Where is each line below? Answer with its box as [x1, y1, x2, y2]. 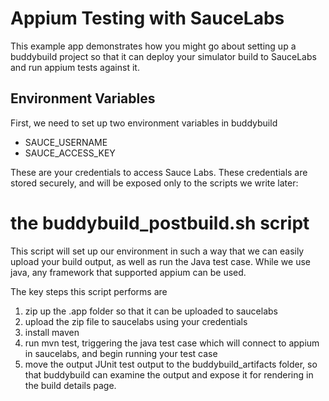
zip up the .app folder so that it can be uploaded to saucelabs [24, 305, 278, 317]
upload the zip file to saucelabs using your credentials [24, 315, 248, 327]
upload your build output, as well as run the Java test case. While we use [10, 255, 311, 267]
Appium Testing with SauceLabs [10, 7, 285, 30]
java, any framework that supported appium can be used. [10, 266, 247, 278]
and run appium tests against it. [10, 61, 140, 73]
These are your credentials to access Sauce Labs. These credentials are [10, 166, 308, 178]
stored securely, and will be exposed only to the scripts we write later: [10, 177, 299, 189]
